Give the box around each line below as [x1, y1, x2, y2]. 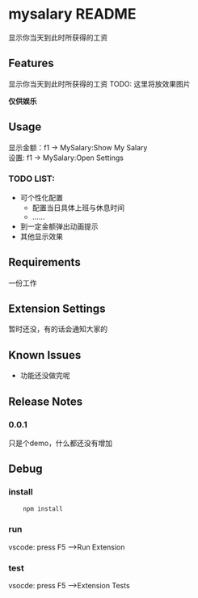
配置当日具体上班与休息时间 [32, 203, 125, 213]
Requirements [8, 255, 81, 269]
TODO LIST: [8, 173, 55, 184]
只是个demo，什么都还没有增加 [8, 438, 113, 448]
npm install [23, 504, 63, 513]
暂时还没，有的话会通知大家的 [8, 324, 107, 334]
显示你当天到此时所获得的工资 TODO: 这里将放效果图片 [8, 78, 192, 89]
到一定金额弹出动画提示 [19, 221, 99, 231]
